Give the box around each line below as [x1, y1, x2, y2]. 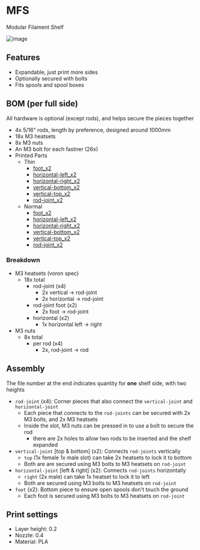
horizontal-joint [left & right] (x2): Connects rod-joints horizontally [14, 467, 186, 474]
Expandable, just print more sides [14, 68, 98, 76]
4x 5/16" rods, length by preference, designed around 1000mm [14, 126, 171, 133]
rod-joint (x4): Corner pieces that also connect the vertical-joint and [14, 397, 193, 405]
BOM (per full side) [6, 98, 78, 109]
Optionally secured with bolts [14, 74, 88, 82]
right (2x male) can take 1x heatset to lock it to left [23, 473, 150, 480]
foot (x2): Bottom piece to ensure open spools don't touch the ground [14, 486, 189, 493]
